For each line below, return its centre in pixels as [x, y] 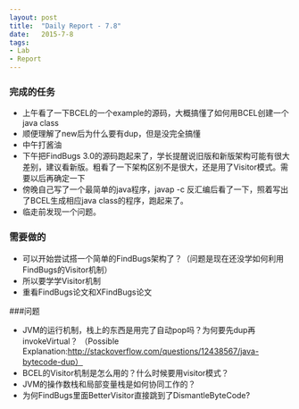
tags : [19, 42]
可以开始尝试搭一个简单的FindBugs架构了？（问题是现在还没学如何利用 [153, 258]
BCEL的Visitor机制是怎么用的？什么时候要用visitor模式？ [125, 372]
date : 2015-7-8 [42, 34]
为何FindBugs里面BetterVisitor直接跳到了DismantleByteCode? [136, 395]
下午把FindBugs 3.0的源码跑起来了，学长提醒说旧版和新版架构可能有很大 [156, 156]
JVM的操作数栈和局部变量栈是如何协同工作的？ [109, 384]
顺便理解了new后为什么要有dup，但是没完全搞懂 [111, 134]
